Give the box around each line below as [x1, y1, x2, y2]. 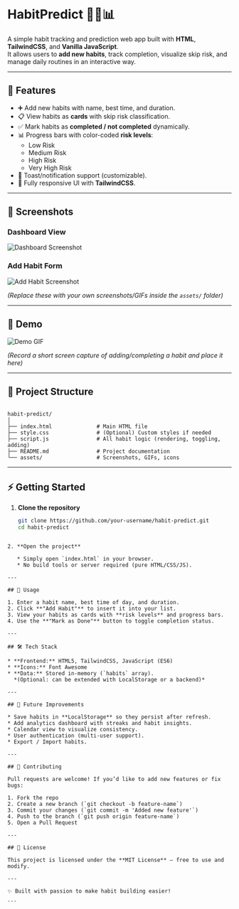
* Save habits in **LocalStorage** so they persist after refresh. [7, 713, 212, 721]
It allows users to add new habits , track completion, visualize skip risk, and [7, 50, 228, 58]
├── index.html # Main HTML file [7, 423, 148, 431]
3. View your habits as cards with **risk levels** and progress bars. [7, 611, 224, 618]
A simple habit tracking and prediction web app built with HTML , [7, 34, 196, 43]
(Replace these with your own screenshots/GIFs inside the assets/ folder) [7, 291, 223, 299]
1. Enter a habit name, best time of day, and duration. [7, 598, 180, 606]
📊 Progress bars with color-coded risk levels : [17, 130, 154, 139]
